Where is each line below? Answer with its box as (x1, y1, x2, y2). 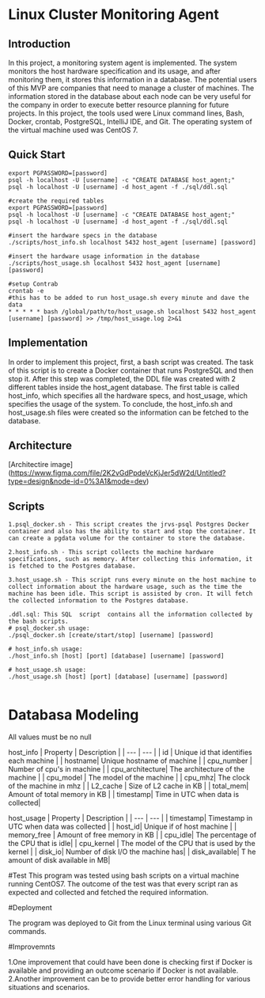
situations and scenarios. (8, 983, 90, 992)
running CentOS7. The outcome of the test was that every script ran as (8, 879, 239, 889)
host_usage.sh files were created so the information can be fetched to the (8, 408, 249, 417)
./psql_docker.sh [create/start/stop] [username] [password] (8, 632, 214, 639)
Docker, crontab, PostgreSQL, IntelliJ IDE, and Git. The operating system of (8, 117, 253, 126)
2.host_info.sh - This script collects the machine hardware (8, 548, 214, 556)
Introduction (8, 37, 71, 51)
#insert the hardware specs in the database (8, 231, 157, 239)
